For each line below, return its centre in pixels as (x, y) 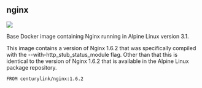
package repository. (32, 67)
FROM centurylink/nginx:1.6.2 (45, 79)
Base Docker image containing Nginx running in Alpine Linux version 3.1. (98, 36)
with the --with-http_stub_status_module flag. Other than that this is (92, 54)
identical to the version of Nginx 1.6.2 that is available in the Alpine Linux (98, 61)
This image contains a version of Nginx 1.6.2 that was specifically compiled (101, 48)
